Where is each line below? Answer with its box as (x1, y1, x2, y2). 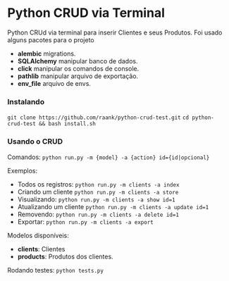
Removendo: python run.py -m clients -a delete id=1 (17, 210, 180, 218)
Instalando (7, 96, 44, 106)
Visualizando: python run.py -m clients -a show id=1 (17, 195, 175, 204)
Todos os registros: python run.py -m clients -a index (17, 180, 180, 188)
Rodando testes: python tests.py (7, 266, 104, 274)
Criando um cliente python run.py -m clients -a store (17, 187, 179, 196)
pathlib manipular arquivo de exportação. (17, 72, 139, 80)
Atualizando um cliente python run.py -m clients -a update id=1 (17, 202, 209, 211)
